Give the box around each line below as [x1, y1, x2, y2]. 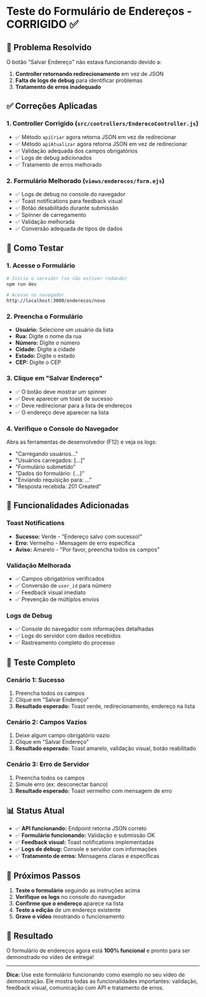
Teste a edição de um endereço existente [15, 906, 121, 914]
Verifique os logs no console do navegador [15, 893, 126, 901]
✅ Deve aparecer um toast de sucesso [15, 395, 113, 402]
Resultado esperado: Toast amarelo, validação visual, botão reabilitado [15, 745, 196, 752]
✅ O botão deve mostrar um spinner [15, 388, 107, 395]
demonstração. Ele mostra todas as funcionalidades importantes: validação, [6, 977, 198, 985]
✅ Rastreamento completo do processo [15, 639, 115, 646]
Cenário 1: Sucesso [6, 675, 65, 684]
